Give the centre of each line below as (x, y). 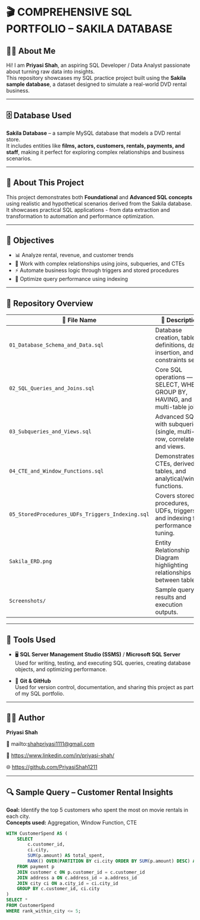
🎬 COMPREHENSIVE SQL (69, 12)
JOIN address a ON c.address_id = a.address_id (77, 878)
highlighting (172, 565)
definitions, (171, 345)
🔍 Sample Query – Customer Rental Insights (90, 793)
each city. (18, 816)
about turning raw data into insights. (51, 72)
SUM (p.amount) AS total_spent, (66, 856)
